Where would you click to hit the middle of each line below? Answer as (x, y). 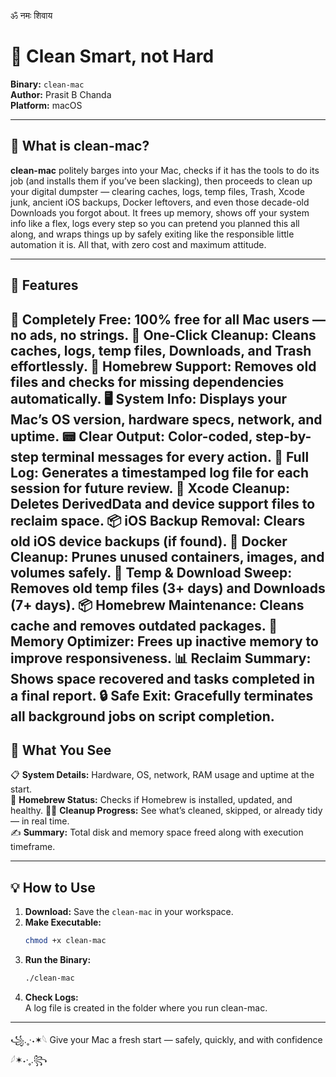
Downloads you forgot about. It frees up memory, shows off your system (160, 212)
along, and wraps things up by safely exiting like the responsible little (152, 234)
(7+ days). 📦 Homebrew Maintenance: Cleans (157, 605)
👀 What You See (61, 750)
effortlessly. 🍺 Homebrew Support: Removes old (163, 366)
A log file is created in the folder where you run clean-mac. (146, 1007)
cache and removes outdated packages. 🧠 (144, 625)
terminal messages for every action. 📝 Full (175, 456)
